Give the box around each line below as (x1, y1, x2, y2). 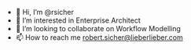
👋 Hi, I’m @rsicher (15, 8, 75, 16)
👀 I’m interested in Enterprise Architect (15, 16, 141, 25)
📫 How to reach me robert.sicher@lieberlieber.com (15, 33, 183, 42)
